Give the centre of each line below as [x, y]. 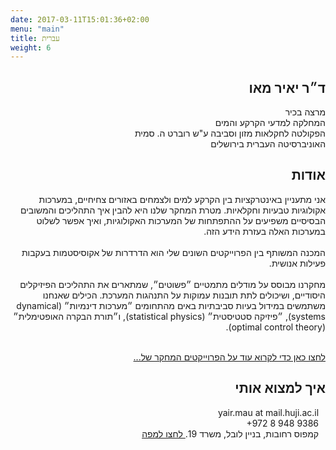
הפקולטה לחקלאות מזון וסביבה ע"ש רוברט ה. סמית [230, 133]
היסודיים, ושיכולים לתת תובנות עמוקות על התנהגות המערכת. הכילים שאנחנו [184, 295]
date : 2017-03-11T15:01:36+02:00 [80, 19]
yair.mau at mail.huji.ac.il [268, 412]
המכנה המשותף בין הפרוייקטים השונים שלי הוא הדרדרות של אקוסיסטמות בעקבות [173, 252]
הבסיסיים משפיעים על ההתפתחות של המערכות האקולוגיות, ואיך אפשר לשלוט [181, 220]
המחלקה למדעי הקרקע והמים [270, 123]
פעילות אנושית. [297, 263]
